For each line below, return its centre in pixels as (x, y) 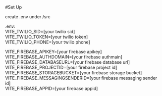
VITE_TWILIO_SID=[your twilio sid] (40, 31)
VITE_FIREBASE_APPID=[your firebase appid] (52, 88)
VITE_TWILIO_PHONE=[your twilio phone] (48, 42)
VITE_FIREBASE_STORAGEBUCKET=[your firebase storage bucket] (74, 73)
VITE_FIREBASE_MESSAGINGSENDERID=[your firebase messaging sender (81, 78)
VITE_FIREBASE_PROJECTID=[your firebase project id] (61, 67)
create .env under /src (28, 17)
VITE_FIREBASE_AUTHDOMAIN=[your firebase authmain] (64, 57)
